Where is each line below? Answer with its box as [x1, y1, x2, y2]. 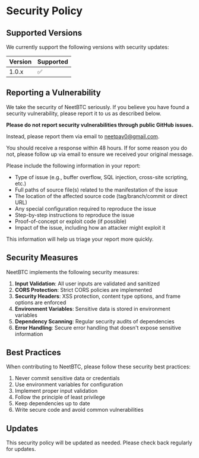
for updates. [6, 446, 36, 453]
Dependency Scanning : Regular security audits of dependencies [14, 317, 175, 325]
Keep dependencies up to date [14, 400, 90, 407]
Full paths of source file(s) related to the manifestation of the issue [14, 186, 178, 193]
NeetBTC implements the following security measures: [6, 268, 140, 275]
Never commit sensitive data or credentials [14, 375, 120, 382]
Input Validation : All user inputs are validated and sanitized [14, 280, 160, 287]
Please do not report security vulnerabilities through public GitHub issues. [6, 121, 194, 128]
